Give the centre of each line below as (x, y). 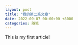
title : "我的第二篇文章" (28, 14)
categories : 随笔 (22, 23)
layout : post (18, 10)
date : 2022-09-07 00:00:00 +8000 (39, 19)
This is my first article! (27, 37)
